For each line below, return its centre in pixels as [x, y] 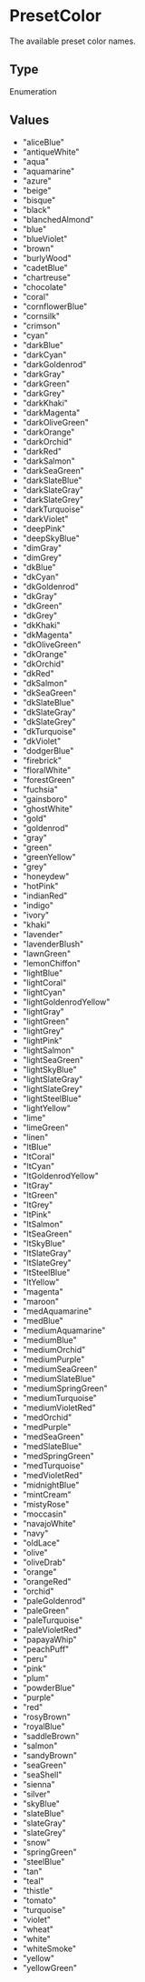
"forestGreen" [48, 779]
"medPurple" [47, 1426]
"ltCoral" [39, 1156]
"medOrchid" [47, 1417]
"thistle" [38, 1890]
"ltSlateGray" [47, 1253]
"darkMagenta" [51, 412]
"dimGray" [42, 547]
